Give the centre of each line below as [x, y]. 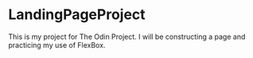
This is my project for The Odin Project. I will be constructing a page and [127, 37]
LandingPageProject [77, 15]
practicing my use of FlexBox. [57, 44]
